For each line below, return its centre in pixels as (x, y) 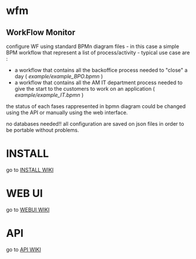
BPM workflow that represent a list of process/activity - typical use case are (98, 53)
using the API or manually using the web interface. (67, 113)
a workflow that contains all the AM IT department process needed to (99, 82)
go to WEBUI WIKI (28, 209)
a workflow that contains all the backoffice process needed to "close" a (101, 70)
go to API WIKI (23, 249)
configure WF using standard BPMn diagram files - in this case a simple (93, 46)
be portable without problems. (43, 130)
